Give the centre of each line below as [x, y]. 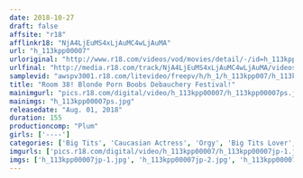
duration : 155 [36, 118]
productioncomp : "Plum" [54, 127]
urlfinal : [28, 68]
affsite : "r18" [38, 34]
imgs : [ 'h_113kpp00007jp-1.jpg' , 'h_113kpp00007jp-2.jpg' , [123, 160]
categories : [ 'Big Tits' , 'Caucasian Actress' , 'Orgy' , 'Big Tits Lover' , [153, 143]
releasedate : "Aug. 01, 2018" [66, 110]
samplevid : [30, 76]
